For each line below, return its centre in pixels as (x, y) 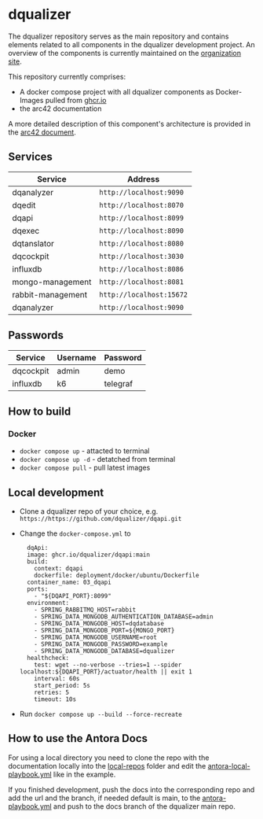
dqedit (24, 205)
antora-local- (229, 766)
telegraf (119, 383)
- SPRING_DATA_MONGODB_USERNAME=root (95, 638)
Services (31, 157)
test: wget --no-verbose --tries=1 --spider (108, 665)
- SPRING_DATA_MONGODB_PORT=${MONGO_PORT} (104, 631)
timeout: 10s (55, 699)
